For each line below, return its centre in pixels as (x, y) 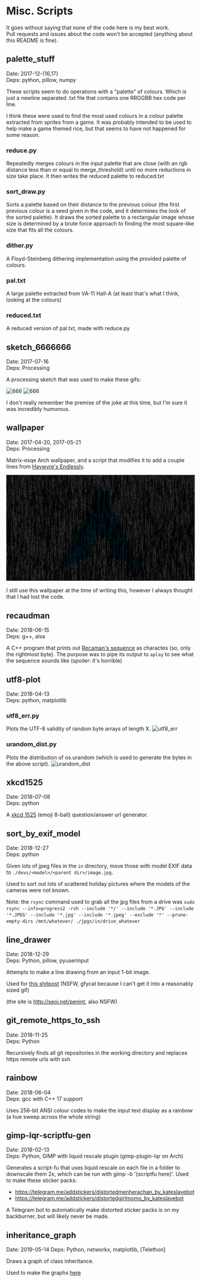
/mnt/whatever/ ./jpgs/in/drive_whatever (88, 922)
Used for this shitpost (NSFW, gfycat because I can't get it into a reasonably (100, 984)
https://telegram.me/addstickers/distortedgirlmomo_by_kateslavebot (99, 1198)
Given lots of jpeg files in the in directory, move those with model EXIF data (99, 866)
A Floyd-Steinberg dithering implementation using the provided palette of (96, 258)
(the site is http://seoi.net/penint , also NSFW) (62, 1002)
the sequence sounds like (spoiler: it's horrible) (64, 661)
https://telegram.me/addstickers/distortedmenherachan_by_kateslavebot (104, 1192)
